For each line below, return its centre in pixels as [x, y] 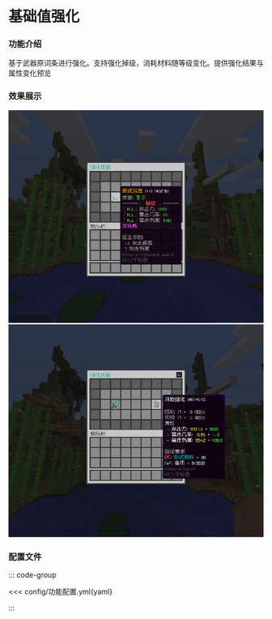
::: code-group [32, 575]
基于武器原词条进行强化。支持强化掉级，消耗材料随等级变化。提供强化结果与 [136, 63]
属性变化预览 [30, 73]
